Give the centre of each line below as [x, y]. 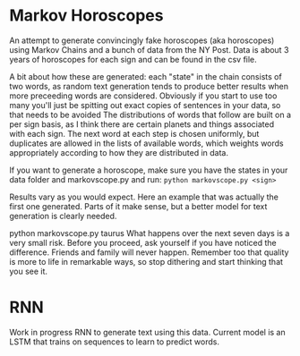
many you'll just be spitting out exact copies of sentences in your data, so [145, 105]
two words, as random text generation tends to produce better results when [149, 86]
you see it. [28, 271]
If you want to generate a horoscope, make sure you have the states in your [149, 170]
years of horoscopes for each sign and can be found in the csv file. [133, 59]
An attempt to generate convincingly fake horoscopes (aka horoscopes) [142, 40]
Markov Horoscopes [86, 16]
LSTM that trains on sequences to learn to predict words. [114, 342]
